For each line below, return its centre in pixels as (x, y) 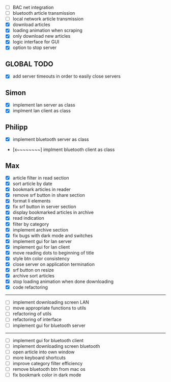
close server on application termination (54, 264)
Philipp (17, 127)
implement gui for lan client (41, 247)
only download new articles (41, 36)
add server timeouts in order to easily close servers (67, 77)
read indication (28, 218)
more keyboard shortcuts (39, 358)
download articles (31, 24)
